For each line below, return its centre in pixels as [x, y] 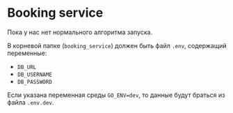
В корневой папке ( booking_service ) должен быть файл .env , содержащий [117, 45]
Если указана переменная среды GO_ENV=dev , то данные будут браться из [116, 95]
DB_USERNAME [34, 75]
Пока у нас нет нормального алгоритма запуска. [80, 32]
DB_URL [27, 67]
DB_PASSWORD [34, 82]
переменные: [27, 53]
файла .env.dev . [31, 102]
